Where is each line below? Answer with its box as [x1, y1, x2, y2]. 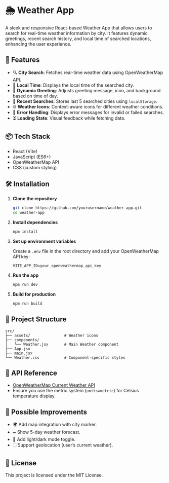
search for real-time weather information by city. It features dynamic [5, 30, 148, 36]
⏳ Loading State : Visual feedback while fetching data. [12, 115, 125, 121]
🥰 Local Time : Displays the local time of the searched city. [12, 82, 134, 88]
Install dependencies [12, 219, 58, 226]
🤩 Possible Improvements [5, 407, 88, 416]
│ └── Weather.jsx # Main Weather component [5, 342, 119, 347]
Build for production [12, 291, 56, 297]
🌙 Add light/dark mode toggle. [12, 436, 76, 442]
